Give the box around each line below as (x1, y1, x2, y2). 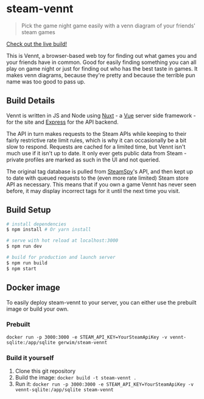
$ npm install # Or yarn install (6, 227, 91, 233)
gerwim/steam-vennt (58, 339, 108, 345)
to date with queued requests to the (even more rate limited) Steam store (6, 174, 189, 182)
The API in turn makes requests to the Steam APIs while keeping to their (6, 130, 187, 137)
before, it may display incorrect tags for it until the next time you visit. (6, 187, 180, 194)
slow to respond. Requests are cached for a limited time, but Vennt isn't (6, 143, 186, 150)
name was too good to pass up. (6, 78, 86, 85)
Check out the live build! (6, 40, 68, 48)
